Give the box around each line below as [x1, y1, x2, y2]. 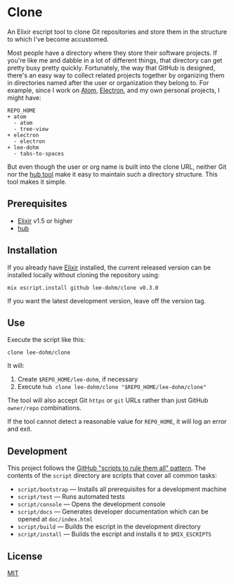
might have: [7, 93, 41, 102]
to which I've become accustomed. [7, 34, 109, 43]
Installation [7, 244, 58, 257]
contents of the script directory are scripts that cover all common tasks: [7, 471, 217, 480]
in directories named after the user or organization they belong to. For [7, 78, 209, 87]
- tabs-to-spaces [13, 150, 65, 157]
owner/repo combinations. [7, 404, 82, 412]
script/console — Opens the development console [17, 500, 166, 509]
